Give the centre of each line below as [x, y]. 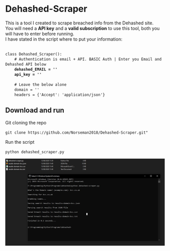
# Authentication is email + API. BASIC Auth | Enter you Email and [88, 59]
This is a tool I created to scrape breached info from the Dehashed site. [79, 23]
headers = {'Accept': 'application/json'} [60, 95]
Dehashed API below [26, 64]
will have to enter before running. [40, 34]
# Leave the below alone [40, 84]
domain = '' [27, 89]
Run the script [20, 142]
